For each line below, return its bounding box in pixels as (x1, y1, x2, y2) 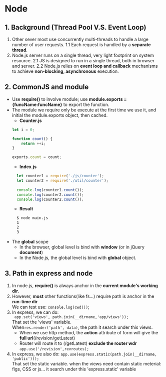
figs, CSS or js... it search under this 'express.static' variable (11, 366, 136, 372)
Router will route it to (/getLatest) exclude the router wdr (19, 340, 137, 346)
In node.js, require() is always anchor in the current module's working (11, 282, 158, 289)
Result (19, 206, 33, 212)
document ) (19, 249, 43, 255)
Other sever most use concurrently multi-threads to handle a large (11, 36, 148, 42)
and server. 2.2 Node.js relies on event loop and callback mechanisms (11, 63, 158, 69)
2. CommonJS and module (4, 83, 89, 91)
